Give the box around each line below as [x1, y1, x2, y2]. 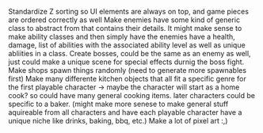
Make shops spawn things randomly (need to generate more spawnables [8, 66, 247, 74]
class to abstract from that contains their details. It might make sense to [8, 24, 242, 32]
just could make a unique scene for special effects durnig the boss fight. [8, 57, 245, 66]
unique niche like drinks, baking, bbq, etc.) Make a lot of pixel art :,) [8, 116, 228, 125]
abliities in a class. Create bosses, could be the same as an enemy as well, [8, 49, 251, 58]
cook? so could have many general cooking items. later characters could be [8, 91, 256, 100]
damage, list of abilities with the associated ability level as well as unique [8, 40, 246, 50]
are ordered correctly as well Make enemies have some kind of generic [8, 15, 240, 25]
